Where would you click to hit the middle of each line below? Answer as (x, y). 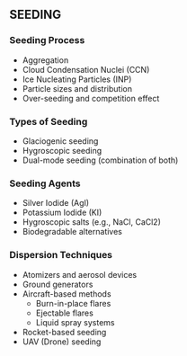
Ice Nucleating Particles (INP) (77, 79)
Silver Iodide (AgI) (56, 203)
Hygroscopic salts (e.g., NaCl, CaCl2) (92, 222)
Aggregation (45, 60)
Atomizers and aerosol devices (80, 274)
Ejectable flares (65, 313)
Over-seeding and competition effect (91, 98)
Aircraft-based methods (67, 294)
